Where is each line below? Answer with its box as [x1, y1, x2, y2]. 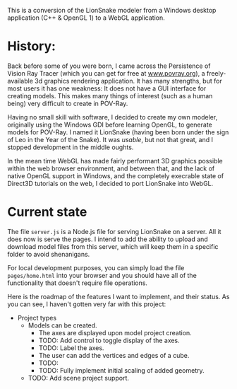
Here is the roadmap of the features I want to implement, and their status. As [7, 292, 230, 301]
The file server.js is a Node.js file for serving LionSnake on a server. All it [7, 227, 221, 236]
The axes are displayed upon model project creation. [38, 328, 192, 337]
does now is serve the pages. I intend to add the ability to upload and [7, 235, 208, 243]
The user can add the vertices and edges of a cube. [38, 351, 190, 359]
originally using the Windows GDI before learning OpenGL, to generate [7, 120, 213, 129]
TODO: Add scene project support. [28, 373, 129, 382]
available [7, 76, 34, 85]
